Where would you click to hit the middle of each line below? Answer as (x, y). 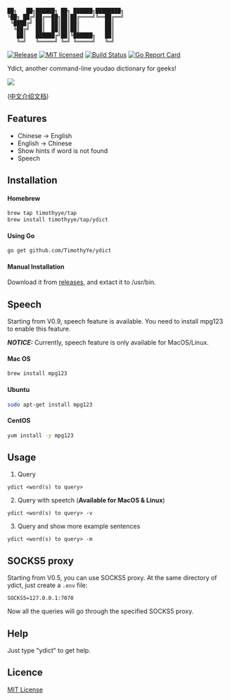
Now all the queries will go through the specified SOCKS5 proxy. (101, 611)
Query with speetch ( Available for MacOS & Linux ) (91, 501)
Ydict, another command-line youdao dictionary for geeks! (92, 68)
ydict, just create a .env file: (47, 585)
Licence (25, 673)
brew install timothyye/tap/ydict (58, 220)
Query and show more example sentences (79, 527)
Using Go (21, 235)
